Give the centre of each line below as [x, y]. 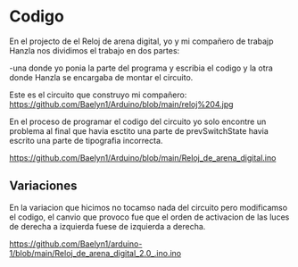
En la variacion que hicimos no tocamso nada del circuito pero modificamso [149, 207]
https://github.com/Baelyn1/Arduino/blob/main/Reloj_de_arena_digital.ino [143, 157]
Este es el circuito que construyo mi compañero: [98, 95]
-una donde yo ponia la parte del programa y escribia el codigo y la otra [141, 68]
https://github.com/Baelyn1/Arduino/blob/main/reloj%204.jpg [121, 104]
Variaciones [43, 186]
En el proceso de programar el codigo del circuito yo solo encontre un [138, 121]
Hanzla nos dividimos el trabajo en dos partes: [95, 50]
